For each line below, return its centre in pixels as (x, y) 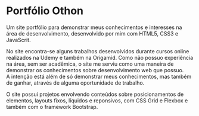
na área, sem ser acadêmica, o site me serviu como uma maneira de (90, 64)
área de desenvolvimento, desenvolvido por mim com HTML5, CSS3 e (92, 33)
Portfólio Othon (45, 11)
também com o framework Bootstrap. (52, 107)
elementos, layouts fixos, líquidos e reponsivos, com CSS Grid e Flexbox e (97, 100)
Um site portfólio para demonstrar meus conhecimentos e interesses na (94, 27)
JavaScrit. (18, 40)
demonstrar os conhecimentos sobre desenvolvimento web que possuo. (95, 70)
